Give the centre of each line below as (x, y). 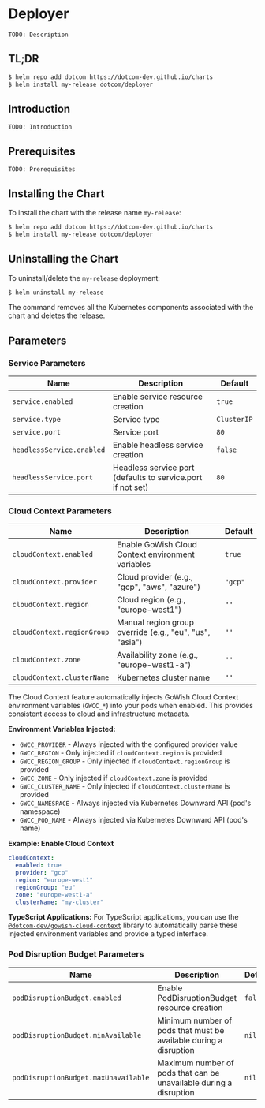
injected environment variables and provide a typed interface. (108, 934)
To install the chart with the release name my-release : (95, 212)
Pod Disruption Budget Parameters (76, 954)
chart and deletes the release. (57, 315)
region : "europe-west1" (54, 880)
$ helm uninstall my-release (56, 293)
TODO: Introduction (40, 127)
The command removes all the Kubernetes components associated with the (131, 308)
